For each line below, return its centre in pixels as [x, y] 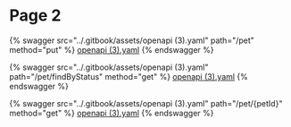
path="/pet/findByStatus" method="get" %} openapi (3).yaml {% [129, 76]
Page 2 [35, 16]
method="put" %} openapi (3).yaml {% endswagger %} [112, 49]
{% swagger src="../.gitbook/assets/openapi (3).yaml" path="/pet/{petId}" [146, 103]
